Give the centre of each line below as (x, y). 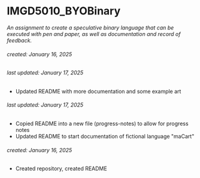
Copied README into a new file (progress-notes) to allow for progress (102, 123)
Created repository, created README (61, 168)
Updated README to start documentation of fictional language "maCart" (105, 136)
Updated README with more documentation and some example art (98, 91)
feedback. (19, 40)
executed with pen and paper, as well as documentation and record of (94, 34)
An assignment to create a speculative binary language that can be (90, 28)
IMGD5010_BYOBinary (64, 11)
